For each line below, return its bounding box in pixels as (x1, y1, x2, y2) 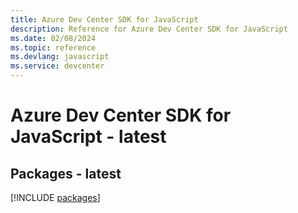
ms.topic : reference (10, 42, 97, 53)
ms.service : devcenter (10, 61, 105, 71)
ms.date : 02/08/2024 (10, 33, 97, 43)
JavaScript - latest (10, 126, 167, 148)
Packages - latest (10, 165, 122, 182)
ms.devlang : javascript (10, 52, 110, 62)
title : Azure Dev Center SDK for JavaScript (10, 14, 199, 25)
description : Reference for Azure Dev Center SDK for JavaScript (10, 24, 288, 34)
